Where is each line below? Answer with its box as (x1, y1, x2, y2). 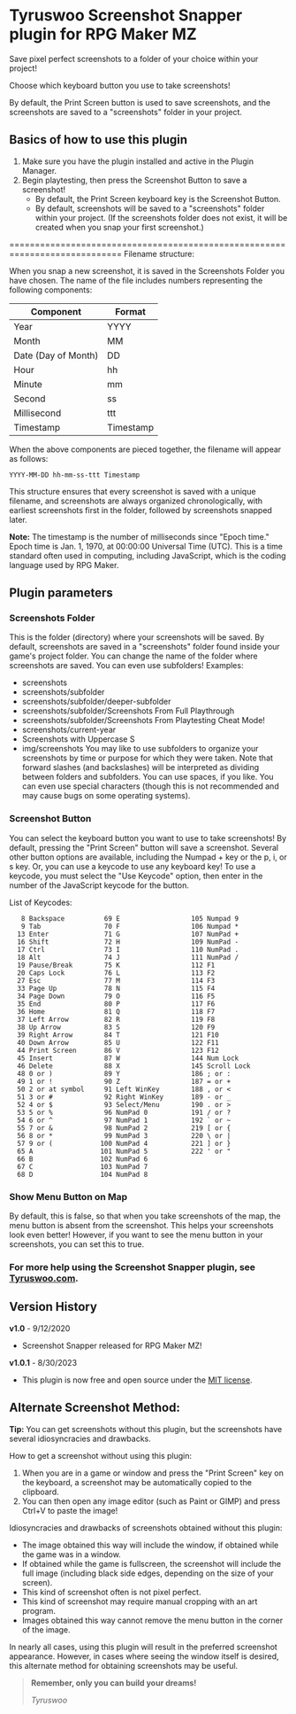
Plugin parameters (9, 586, 113, 601)
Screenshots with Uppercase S (21, 734, 135, 744)
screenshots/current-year (21, 724, 117, 736)
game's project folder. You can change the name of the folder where (9, 651, 258, 661)
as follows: (9, 453, 49, 464)
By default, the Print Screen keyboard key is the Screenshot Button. (34, 193, 281, 204)
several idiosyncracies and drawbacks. (9, 1433, 152, 1444)
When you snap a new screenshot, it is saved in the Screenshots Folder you (9, 265, 285, 276)
